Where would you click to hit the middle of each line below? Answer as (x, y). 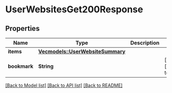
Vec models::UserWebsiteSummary (82, 51)
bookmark (20, 66)
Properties (23, 29)
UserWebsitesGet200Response (74, 10)
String (46, 66)
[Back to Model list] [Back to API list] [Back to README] (64, 85)
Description (145, 43)
